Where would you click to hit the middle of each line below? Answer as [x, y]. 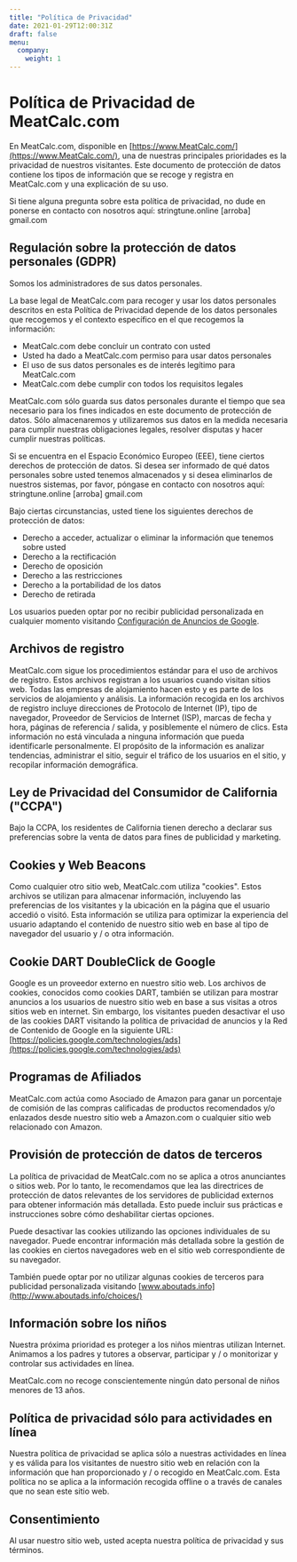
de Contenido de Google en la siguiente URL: [91, 1030]
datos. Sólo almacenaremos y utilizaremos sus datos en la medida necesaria [148, 419]
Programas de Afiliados [75, 1077]
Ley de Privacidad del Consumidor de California [144, 792]
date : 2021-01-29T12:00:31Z [61, 26]
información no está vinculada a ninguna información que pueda [127, 736]
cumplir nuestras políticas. [58, 438]
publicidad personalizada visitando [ [75, 1286]
